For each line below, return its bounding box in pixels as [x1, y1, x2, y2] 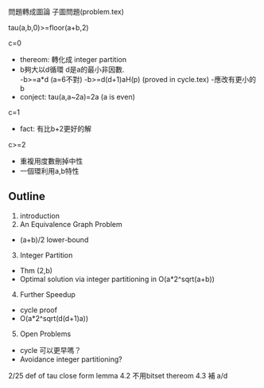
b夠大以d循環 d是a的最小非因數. [19, 65, 125, 74]
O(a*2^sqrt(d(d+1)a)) [19, 313, 89, 323]
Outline [8, 190, 45, 203]
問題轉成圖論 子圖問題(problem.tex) [8, 7, 125, 16]
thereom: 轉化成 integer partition [19, 55, 127, 64]
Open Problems [19, 329, 72, 339]
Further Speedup [19, 289, 76, 299]
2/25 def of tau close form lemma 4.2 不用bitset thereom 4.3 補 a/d [8, 370, 228, 380]
